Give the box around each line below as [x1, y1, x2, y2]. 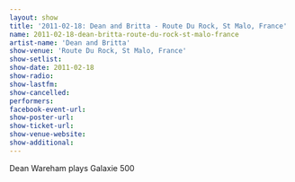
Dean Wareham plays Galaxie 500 [9, 162, 135, 173]
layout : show [9, 13, 58, 22]
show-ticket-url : [9, 122, 75, 131]
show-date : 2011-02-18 [9, 64, 94, 73]
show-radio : [9, 72, 54, 81]
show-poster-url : [9, 113, 75, 122]
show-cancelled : [9, 88, 70, 97]
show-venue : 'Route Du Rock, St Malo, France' [9, 47, 187, 56]
